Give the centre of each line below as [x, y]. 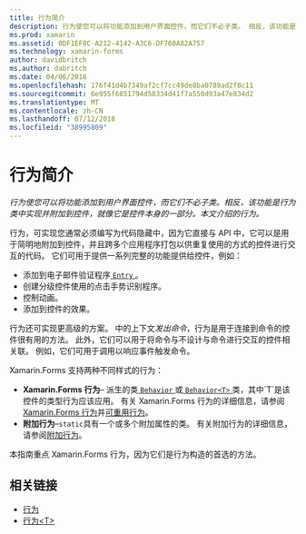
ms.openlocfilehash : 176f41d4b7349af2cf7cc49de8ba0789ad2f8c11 [132, 85]
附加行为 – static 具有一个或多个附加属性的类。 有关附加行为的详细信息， [157, 423]
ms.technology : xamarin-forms [67, 52]
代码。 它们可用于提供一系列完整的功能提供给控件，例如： [133, 255]
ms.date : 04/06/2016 [49, 77]
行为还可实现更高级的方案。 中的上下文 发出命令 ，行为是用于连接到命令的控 [150, 328]
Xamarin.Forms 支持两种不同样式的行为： [87, 370]
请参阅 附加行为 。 [54, 435]
